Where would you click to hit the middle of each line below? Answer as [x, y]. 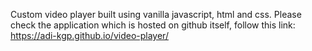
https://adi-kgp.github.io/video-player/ [89, 35]
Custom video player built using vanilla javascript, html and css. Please [156, 14]
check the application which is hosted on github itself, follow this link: [153, 25]
